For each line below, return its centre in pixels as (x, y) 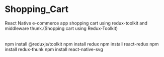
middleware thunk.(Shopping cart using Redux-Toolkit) (61, 28)
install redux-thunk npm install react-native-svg (54, 49)
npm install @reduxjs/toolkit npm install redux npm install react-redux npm (82, 44)
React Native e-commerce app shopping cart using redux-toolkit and (76, 23)
